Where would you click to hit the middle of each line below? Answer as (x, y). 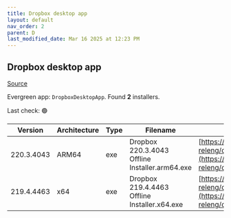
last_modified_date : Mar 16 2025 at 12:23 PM (73, 39)
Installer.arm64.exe (161, 167)
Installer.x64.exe (156, 204)
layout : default (30, 20)
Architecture (78, 130)
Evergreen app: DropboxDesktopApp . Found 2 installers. (84, 96)
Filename (161, 130)
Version (30, 130)
